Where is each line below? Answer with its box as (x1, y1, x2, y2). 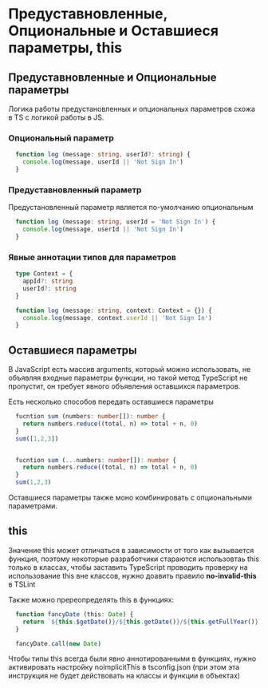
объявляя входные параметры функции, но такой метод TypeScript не (8, 373, 248, 383)
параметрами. (8, 501, 58, 511)
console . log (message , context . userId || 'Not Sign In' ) (22, 314, 213, 322)
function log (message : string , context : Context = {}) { (15, 306, 213, 314)
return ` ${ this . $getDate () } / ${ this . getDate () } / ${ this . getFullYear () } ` (22, 618, 262, 626)
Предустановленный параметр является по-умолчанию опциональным (8, 203, 254, 212)
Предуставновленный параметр (8, 184, 142, 196)
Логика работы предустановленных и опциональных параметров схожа (8, 105, 255, 113)
